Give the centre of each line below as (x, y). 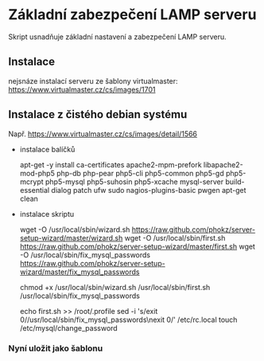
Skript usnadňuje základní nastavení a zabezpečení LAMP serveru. (117, 37)
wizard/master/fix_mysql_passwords (80, 272)
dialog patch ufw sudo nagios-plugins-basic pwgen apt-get (149, 190)
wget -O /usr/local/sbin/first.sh (175, 237)
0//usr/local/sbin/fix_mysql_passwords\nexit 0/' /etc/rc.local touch (128, 320)
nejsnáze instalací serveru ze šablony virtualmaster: (93, 80)
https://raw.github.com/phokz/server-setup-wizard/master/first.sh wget (138, 246)
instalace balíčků (47, 149)
